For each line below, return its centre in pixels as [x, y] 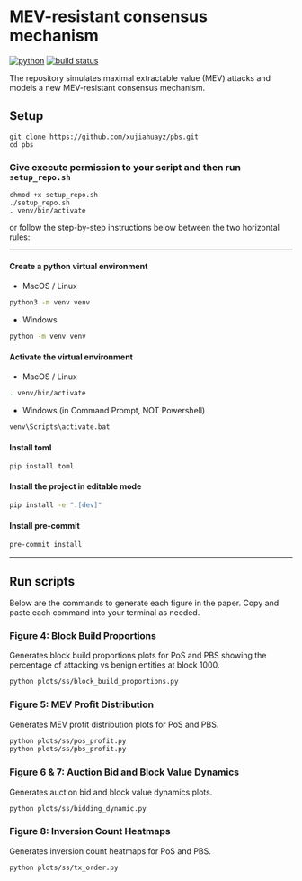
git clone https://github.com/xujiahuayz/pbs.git [104, 137]
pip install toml [42, 467]
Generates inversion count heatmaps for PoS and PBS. [110, 851]
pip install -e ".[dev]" [56, 505]
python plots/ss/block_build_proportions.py [94, 682]
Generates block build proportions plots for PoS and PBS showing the [138, 656]
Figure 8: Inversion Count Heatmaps [90, 831]
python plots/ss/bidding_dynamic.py [78, 808]
